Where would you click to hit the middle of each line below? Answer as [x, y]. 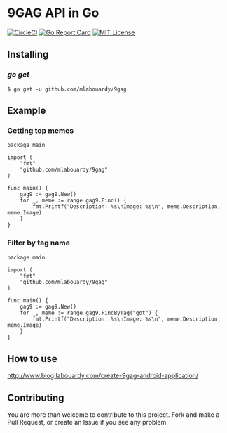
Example [27, 111]
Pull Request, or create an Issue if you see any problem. [88, 422]
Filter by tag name [39, 243]
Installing [28, 54]
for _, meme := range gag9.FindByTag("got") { [89, 313]
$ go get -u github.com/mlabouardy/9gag [67, 89]
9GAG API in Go [53, 13]
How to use [32, 359]
